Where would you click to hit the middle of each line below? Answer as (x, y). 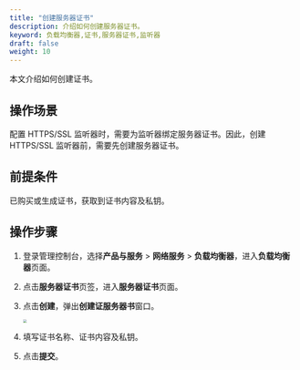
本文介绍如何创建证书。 (53, 79)
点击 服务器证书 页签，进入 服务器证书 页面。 (103, 286)
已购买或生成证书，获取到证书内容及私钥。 (89, 200)
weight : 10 (30, 52)
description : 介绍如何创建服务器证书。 (77, 26)
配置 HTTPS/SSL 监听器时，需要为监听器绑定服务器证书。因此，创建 (138, 134)
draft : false (34, 43)
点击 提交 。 (43, 355)
